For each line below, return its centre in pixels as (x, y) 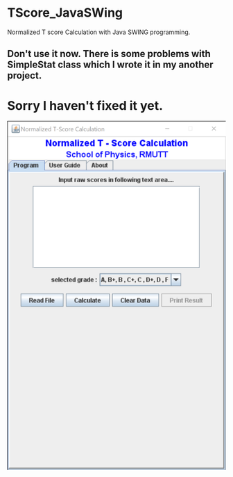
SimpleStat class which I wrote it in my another (110, 65)
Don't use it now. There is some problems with (109, 54)
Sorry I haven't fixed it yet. (85, 105)
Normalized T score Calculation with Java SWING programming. (99, 32)
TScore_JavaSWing (65, 13)
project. (25, 75)
